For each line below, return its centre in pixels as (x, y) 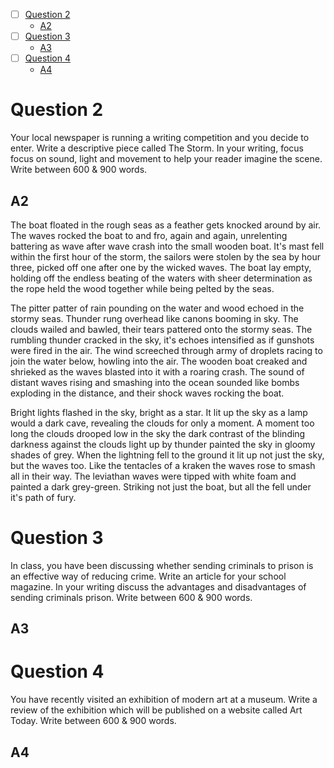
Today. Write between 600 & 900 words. (93, 721)
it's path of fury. (43, 497)
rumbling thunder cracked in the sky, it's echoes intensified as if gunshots (162, 340)
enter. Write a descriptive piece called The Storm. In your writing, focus (157, 148)
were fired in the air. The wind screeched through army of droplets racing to (166, 350)
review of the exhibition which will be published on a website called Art (156, 710)
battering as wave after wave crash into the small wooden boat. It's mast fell (167, 246)
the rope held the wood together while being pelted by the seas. (142, 288)
